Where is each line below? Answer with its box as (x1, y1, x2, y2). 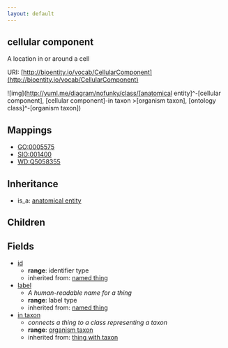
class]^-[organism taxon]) (7, 104, 82, 113)
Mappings (7, 124, 52, 136)
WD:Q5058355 (17, 158, 61, 166)
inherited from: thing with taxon (27, 333, 119, 342)
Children (7, 217, 45, 229)
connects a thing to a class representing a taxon (27, 319, 167, 327)
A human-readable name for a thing (27, 289, 132, 297)
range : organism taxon (27, 326, 93, 334)
